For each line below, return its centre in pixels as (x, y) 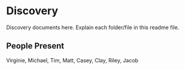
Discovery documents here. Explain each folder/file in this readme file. (93, 27)
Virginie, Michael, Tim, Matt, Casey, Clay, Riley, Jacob (72, 60)
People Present (35, 46)
